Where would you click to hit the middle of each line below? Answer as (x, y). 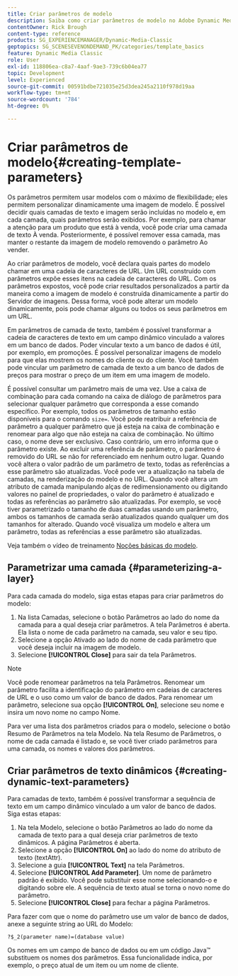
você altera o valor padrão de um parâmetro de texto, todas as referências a (119, 464)
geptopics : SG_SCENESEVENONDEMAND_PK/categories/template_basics (106, 47)
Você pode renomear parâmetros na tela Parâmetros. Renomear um (106, 682)
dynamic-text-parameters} (68, 782)
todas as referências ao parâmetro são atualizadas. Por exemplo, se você (114, 501)
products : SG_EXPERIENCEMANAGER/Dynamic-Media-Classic (90, 40)
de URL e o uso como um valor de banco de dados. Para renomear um (110, 697)
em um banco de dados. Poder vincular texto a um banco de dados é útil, (114, 345)
